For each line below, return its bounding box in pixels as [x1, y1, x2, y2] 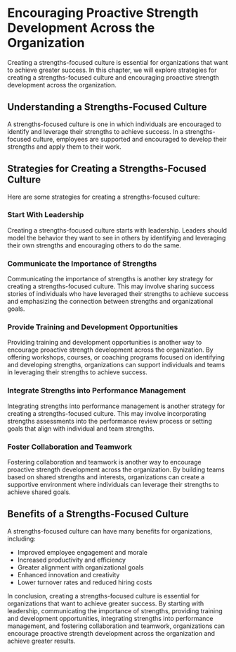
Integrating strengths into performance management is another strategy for [7, 402, 225, 410]
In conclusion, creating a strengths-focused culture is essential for [7, 591, 200, 600]
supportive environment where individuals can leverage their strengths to [7, 481, 219, 489]
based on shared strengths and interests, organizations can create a [7, 473, 205, 481]
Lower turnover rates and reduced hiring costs [17, 578, 152, 586]
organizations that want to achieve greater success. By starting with [7, 599, 204, 608]
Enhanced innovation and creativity [17, 570, 120, 579]
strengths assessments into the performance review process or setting [7, 417, 212, 425]
